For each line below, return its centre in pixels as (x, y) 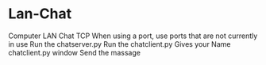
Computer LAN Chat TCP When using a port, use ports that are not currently (133, 36)
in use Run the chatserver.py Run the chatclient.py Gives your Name (120, 44)
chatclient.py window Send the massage (75, 52)
